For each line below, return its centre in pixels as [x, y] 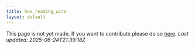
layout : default [26, 17]
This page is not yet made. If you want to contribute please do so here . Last [97, 33]
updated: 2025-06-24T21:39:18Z [46, 40]
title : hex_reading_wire [36, 11]
